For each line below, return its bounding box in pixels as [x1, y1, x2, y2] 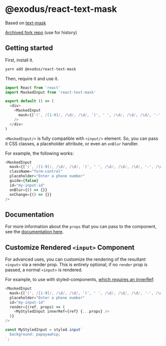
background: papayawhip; [9, 332, 61, 337]
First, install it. [5, 57, 34, 63]
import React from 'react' [5, 85, 61, 90]
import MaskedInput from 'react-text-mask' [5, 90, 96, 95]
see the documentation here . [5, 229, 64, 235]
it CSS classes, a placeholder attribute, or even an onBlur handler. [5, 140, 139, 147]
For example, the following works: [5, 150, 74, 156]
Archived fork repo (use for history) [5, 29, 78, 35]
